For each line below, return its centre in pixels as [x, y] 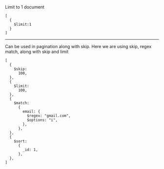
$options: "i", [42, 120]
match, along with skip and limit [37, 51]
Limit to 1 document [25, 7]
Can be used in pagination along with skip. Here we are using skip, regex [78, 46]
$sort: [20, 141]
